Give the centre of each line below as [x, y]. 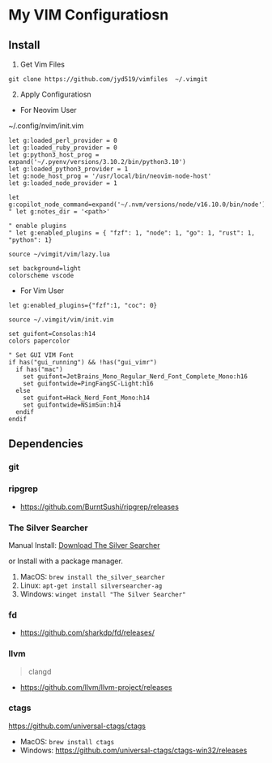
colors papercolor [39, 341]
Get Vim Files [42, 64]
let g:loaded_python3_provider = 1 [68, 169]
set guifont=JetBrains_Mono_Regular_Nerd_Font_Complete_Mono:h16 [136, 377]
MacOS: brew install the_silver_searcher [93, 576]
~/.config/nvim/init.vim [46, 126]
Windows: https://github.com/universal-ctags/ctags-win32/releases [134, 750]
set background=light [45, 269]
